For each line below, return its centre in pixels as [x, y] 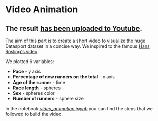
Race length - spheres [36, 88]
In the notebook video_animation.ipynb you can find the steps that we [79, 108]
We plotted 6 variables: [30, 62]
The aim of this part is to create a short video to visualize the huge [75, 41]
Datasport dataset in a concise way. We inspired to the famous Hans [77, 46]
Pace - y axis [27, 71]
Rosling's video [22, 52]
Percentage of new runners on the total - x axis [64, 77]
